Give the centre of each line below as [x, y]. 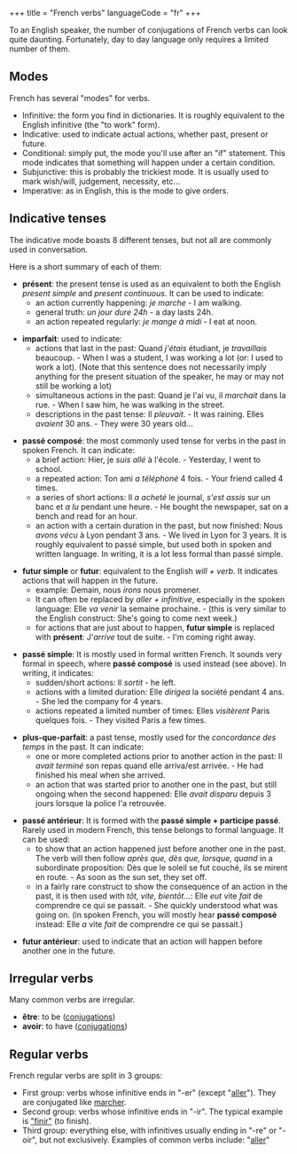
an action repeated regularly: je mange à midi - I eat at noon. [146, 321]
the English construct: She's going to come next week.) [136, 618]
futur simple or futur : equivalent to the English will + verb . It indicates [150, 570]
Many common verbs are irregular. [72, 1000]
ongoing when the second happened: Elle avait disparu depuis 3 [153, 794]
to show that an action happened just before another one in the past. [160, 848]
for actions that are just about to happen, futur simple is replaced [155, 627]
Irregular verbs [51, 979]
